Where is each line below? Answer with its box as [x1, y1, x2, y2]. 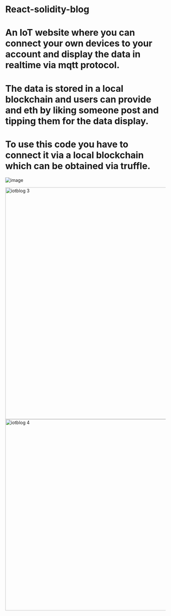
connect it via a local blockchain [5, 149, 144, 161]
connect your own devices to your [5, 38, 153, 49]
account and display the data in [5, 48, 141, 60]
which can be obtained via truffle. [5, 160, 151, 172]
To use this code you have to [5, 139, 129, 150]
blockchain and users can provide [5, 93, 152, 105]
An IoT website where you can [5, 27, 135, 39]
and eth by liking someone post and [5, 104, 159, 116]
